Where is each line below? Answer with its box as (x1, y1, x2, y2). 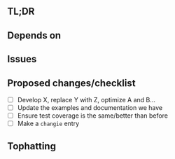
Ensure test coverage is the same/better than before (17, 111, 169, 120)
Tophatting (7, 140, 56, 152)
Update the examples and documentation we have (17, 104, 163, 112)
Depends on (7, 29, 62, 41)
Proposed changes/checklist (7, 77, 136, 89)
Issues (7, 53, 37, 65)
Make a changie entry (17, 119, 79, 128)
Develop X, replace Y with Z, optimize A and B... (17, 95, 156, 104)
